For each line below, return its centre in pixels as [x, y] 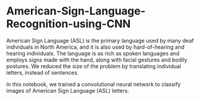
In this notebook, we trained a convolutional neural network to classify [94, 84]
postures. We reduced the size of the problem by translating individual [94, 66]
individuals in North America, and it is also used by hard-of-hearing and [95, 47]
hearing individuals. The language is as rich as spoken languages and [93, 53]
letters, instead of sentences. [43, 72]
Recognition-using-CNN [69, 24]
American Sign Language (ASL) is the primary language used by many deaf [100, 40]
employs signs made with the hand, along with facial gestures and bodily [97, 60]
